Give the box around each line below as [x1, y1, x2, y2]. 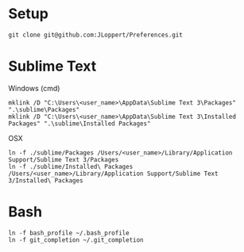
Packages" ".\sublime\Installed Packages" [8, 120, 151, 128]
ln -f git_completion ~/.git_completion [8, 235, 145, 244]
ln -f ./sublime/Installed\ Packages [8, 162, 134, 170]
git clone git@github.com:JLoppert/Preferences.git [8, 31, 183, 39]
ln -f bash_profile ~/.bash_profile [8, 229, 130, 237]
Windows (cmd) [8, 83, 60, 93]
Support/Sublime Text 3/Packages [8, 155, 119, 163]
